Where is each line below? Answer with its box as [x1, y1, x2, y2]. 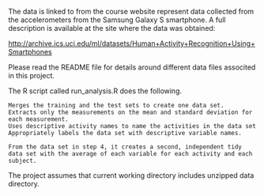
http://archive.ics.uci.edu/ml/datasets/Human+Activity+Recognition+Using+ [8, 39, 255, 48]
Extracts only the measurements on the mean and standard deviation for [8, 108, 253, 116]
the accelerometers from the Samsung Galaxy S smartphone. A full [8, 15, 226, 24]
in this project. [8, 71, 55, 80]
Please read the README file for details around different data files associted [8, 62, 256, 72]
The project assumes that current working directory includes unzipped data [8, 171, 255, 180]
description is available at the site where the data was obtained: [8, 24, 216, 32]
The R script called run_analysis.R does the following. [8, 86, 183, 96]
